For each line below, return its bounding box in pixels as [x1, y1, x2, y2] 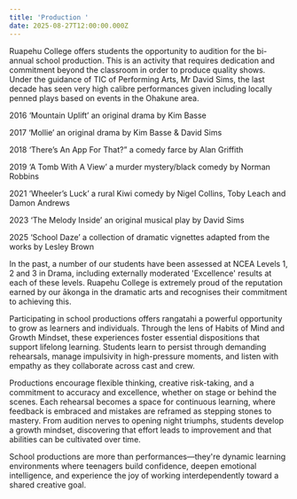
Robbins [9, 170, 40, 182]
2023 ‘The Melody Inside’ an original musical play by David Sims [9, 214, 245, 225]
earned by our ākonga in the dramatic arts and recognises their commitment [9, 286, 288, 297]
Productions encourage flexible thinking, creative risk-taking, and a [9, 378, 254, 388]
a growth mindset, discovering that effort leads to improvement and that [9, 425, 272, 435]
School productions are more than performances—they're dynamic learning [9, 451, 286, 462]
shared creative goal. [9, 480, 87, 490]
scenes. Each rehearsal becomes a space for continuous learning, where [9, 396, 277, 407]
